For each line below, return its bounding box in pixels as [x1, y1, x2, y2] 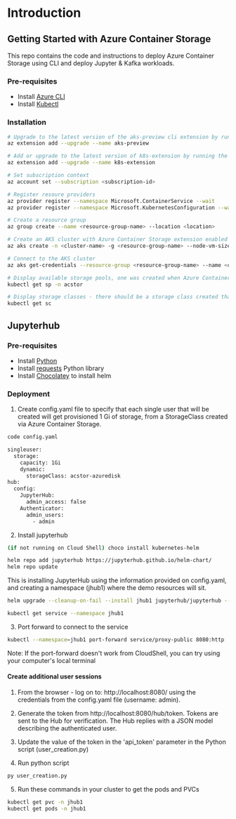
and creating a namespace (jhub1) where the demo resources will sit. [7, 584, 207, 592]
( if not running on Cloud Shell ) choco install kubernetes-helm [7, 544, 199, 551]
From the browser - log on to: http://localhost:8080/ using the [17, 688, 197, 697]
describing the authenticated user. [17, 724, 117, 733]
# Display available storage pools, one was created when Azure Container [7, 274, 231, 282]
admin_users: [25, 511, 65, 518]
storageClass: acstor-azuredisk [25, 472, 121, 479]
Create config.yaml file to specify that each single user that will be [17, 405, 209, 414]
